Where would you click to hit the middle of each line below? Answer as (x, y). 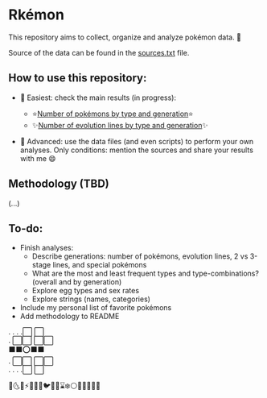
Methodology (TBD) (59, 184)
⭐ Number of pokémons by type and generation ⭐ (113, 114)
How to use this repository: (78, 78)
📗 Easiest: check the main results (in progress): (98, 97)
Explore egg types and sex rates (85, 291)
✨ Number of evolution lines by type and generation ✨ (120, 125)
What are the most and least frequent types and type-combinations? (146, 274)
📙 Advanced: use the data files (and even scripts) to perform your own (137, 141)
